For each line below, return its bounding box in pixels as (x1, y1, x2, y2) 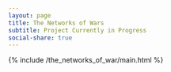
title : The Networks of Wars (8, 19, 104, 27)
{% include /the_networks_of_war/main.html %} (8, 55, 164, 65)
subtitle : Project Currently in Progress (8, 26, 147, 34)
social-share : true (8, 33, 73, 42)
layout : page (8, 11, 51, 20)
